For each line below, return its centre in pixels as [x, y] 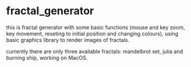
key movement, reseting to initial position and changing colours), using [92, 33]
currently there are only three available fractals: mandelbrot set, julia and [95, 51]
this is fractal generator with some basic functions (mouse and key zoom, [96, 27]
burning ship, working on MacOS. [47, 58]
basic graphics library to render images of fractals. [68, 40]
